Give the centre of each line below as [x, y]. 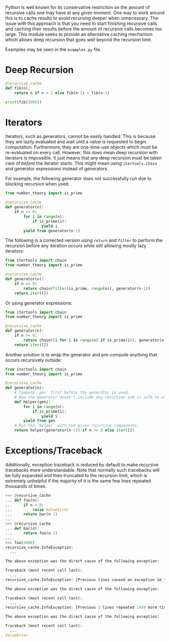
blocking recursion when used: [37, 184]
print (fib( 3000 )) [24, 102]
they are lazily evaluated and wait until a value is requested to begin [76, 142]
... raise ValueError [37, 510]
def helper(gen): [33, 402]
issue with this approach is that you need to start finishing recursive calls [81, 23]
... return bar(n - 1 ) [31, 514]
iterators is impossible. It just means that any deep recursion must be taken [83, 158]
